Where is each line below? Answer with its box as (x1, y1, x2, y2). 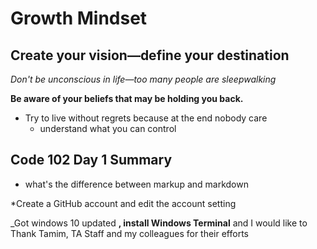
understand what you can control (39, 123, 177, 134)
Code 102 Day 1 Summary (10, 152, 173, 169)
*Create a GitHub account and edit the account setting (10, 197, 237, 209)
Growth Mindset (10, 7, 148, 30)
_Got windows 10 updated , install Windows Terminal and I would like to (10, 217, 308, 229)
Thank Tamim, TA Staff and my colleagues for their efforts (10, 227, 249, 239)
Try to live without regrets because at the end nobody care (24, 112, 268, 124)
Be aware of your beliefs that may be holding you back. (10, 93, 244, 104)
